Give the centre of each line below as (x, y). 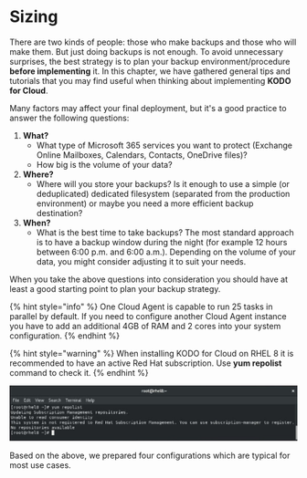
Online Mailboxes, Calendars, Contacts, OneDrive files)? (142, 155)
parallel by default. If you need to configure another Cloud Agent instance (148, 316)
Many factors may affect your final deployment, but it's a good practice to (148, 108)
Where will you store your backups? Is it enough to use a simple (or (163, 183)
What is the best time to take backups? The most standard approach (165, 232)
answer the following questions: (69, 118)
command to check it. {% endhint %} (79, 372)
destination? (59, 213)
